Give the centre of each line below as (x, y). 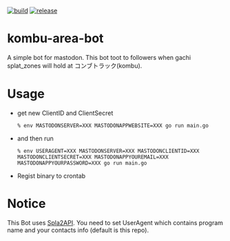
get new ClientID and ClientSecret (65, 113)
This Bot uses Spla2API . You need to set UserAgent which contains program (115, 222)
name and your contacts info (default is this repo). (78, 230)
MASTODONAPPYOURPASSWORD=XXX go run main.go (82, 163)
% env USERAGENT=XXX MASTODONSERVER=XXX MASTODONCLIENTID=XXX (108, 151)
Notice (27, 204)
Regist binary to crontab (51, 176)
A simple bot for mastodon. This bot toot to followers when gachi (99, 57)
